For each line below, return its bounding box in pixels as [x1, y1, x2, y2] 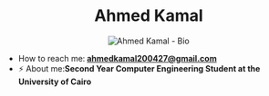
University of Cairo [17, 76, 92, 87]
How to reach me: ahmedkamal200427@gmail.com [17, 53, 217, 63]
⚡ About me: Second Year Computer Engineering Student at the [17, 62, 261, 73]
